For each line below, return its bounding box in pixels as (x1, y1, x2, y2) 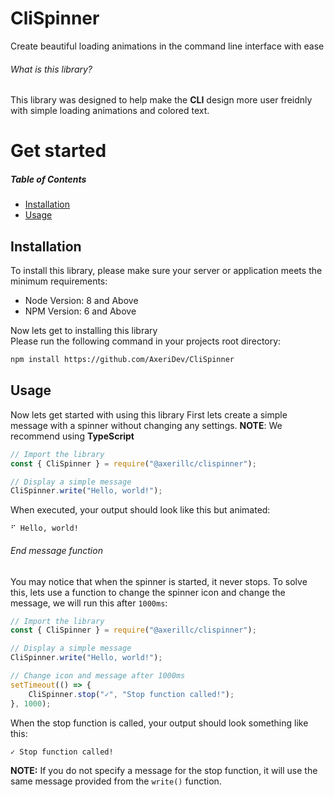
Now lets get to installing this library (10, 325, 158, 337)
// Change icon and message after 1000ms (10, 671, 186, 681)
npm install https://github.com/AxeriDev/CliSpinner (10, 355, 235, 365)
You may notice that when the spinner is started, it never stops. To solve (10, 575, 308, 587)
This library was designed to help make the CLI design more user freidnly (10, 94, 313, 106)
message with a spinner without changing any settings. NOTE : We (10, 419, 283, 431)
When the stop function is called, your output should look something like (10, 717, 309, 729)
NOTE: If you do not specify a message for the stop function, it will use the (10, 764, 318, 776)
